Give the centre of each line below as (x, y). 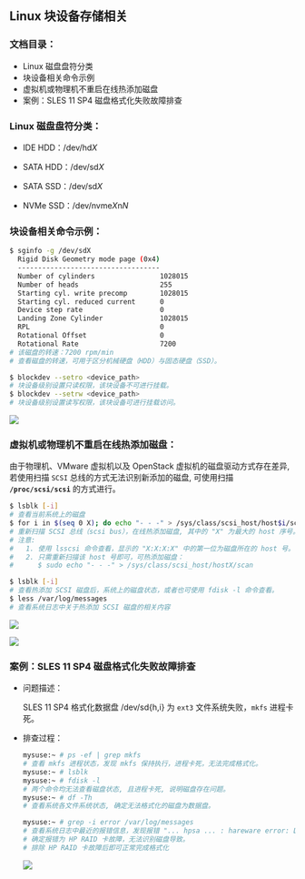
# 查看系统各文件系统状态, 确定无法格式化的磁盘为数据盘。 (118, 806)
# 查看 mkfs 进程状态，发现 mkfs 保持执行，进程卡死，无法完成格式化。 (143, 763)
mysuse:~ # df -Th (57, 798)
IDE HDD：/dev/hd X (60, 147)
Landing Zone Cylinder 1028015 (103, 318)
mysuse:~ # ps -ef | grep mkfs (82, 755)
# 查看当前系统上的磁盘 (48, 515)
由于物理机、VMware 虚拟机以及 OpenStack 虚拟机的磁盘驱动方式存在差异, (150, 466)
